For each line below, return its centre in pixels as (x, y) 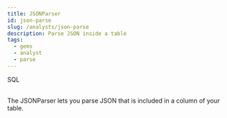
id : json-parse (29, 20)
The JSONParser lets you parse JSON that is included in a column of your (114, 100)
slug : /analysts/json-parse (48, 27)
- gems (23, 46)
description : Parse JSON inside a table (67, 33)
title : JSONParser (34, 14)
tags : (15, 40)
